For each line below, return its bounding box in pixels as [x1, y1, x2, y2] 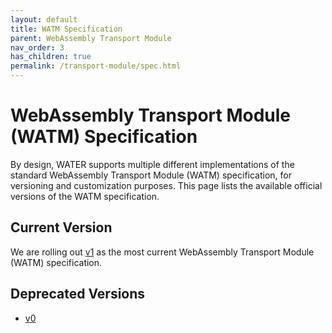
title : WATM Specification [10, 24, 123, 34]
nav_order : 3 [10, 42, 65, 53]
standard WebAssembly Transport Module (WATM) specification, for [10, 169, 293, 181]
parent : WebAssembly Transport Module [10, 33, 172, 43]
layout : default [10, 14, 78, 25]
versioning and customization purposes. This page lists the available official [10, 179, 323, 191]
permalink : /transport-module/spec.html [10, 61, 182, 71]
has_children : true [10, 52, 92, 62]
